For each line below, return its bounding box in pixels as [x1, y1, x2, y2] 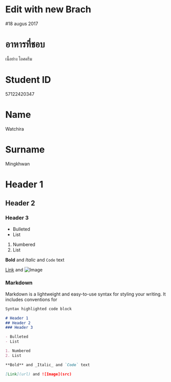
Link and [5, 266, 23, 272]
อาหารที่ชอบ [5, 38, 45, 50]
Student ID [5, 74, 51, 86]
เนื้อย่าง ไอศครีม [5, 55, 32, 62]
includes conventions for [5, 296, 58, 303]
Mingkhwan [5, 160, 30, 167]
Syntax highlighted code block [5, 306, 72, 311]
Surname [5, 143, 45, 155]
